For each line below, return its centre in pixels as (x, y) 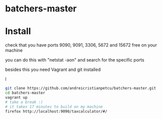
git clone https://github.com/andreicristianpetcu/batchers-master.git (81, 88)
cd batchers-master (25, 93)
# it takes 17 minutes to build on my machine (54, 107)
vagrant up (16, 97)
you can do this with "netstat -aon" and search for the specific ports (75, 60)
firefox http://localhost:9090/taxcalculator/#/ (56, 111)
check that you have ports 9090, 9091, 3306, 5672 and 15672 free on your (81, 45)
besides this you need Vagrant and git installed (53, 69)
